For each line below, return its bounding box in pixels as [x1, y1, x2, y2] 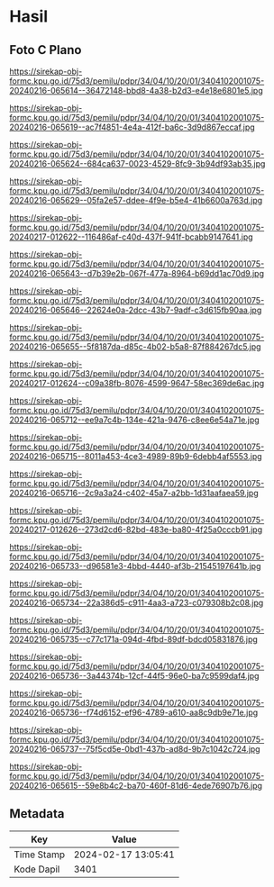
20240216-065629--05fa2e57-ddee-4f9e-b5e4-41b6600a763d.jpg [9, 195, 263, 205]
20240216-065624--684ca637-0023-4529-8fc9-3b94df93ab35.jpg [9, 158, 266, 168]
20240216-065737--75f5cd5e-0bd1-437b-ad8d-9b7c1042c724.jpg [9, 744, 260, 754]
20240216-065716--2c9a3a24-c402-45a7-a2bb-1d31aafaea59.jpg [9, 488, 259, 498]
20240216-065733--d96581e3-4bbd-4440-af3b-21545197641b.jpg [9, 561, 261, 571]
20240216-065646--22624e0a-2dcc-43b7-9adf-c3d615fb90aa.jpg [9, 304, 262, 315]
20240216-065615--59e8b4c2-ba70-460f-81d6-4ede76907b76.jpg [9, 781, 263, 791]
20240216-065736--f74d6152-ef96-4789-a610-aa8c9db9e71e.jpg [9, 707, 259, 718]
